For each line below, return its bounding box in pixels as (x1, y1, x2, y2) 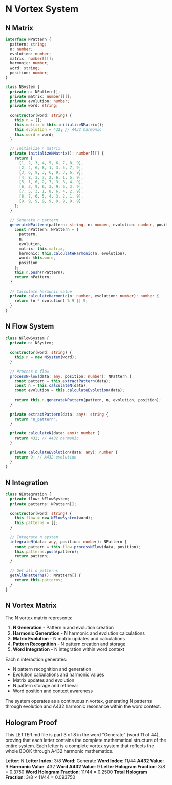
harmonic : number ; (10, 61, 50, 66)
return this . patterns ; (14, 577, 63, 582)
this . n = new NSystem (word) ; (14, 355, 77, 360)
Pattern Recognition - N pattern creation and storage (12, 641, 126, 647)
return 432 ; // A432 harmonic (14, 435, 79, 441)
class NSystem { (5, 84, 40, 90)
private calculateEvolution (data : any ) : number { (10, 450, 118, 455)
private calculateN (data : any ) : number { (10, 431, 100, 436)
